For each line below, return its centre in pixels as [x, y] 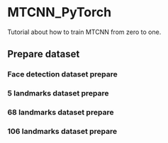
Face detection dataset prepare [63, 74]
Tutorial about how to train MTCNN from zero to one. [84, 32]
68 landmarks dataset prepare [61, 113]
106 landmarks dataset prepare [62, 132]
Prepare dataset [44, 54]
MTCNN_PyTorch [60, 12]
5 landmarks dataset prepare [58, 93]
